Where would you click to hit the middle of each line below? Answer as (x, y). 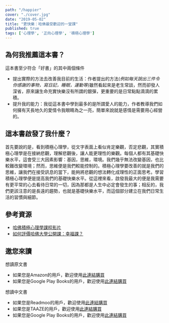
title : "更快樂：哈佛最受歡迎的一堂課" (41, 24)
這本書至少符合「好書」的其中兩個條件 (45, 68)
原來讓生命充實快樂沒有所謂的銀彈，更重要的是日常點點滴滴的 (90, 91)
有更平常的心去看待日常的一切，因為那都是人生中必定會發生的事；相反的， (82, 185)
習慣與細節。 (27, 197)
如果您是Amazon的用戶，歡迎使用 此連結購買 (58, 275)
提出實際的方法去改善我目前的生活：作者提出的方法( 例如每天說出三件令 (86, 78)
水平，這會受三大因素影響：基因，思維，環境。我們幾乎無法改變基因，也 (84, 159)
